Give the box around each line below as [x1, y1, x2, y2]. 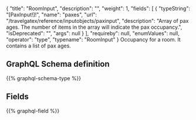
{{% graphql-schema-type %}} [6, 74, 82, 81]
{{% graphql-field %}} [6, 107, 60, 114]
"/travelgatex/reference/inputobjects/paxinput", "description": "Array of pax [6, 18, 189, 24]
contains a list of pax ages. [6, 42, 72, 49]
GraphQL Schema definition [6, 59, 110, 69]
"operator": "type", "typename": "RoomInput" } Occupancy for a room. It [6, 36, 181, 43]
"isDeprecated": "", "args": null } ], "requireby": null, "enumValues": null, [6, 30, 180, 37]
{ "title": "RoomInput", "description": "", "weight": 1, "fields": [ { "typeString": [6, 5, 191, 12]
